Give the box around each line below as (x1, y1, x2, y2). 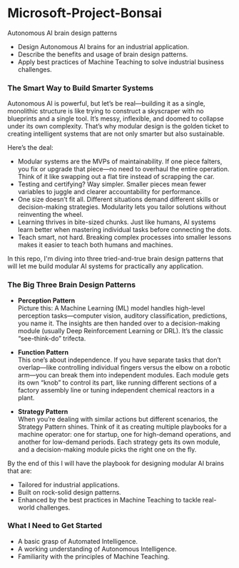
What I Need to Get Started (7, 521, 102, 531)
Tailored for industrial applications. (17, 480, 120, 489)
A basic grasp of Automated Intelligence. (17, 537, 138, 545)
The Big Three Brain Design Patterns (7, 280, 136, 290)
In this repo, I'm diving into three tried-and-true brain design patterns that (7, 255, 224, 263)
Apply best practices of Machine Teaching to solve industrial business (17, 57, 225, 66)
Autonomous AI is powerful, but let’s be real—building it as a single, (7, 99, 205, 108)
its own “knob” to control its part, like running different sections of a (17, 378, 218, 387)
